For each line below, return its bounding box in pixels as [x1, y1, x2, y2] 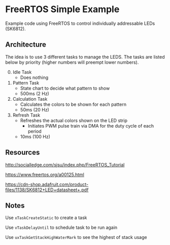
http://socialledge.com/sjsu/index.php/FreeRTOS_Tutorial [5, 161, 125, 168]
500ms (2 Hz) [20, 90, 49, 97]
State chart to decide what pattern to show [20, 85, 110, 91]
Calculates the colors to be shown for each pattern [20, 101, 127, 107]
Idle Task [12, 69, 32, 75]
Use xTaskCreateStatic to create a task [5, 215, 87, 221]
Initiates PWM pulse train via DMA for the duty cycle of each [27, 123, 154, 129]
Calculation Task [12, 96, 48, 102]
